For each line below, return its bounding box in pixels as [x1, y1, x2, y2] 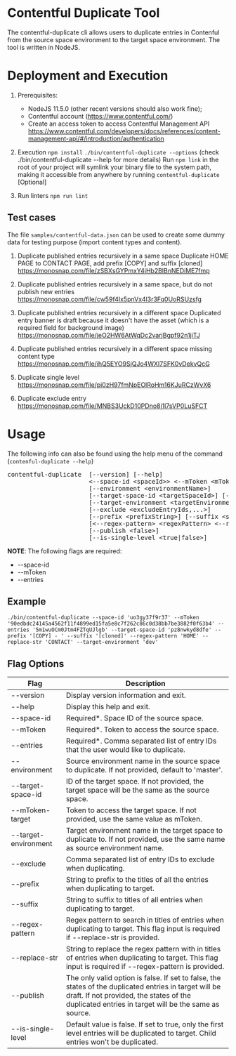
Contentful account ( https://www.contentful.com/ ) [27, 112, 173, 120]
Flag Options [7, 658, 65, 670]
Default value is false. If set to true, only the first [65, 1019, 224, 1029]
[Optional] [17, 178, 47, 186]
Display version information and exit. [65, 690, 186, 700]
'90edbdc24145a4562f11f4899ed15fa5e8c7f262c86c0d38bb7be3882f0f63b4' [7, 620, 216, 628]
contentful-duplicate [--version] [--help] [7, 470, 164, 478]
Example [7, 595, 46, 608]
